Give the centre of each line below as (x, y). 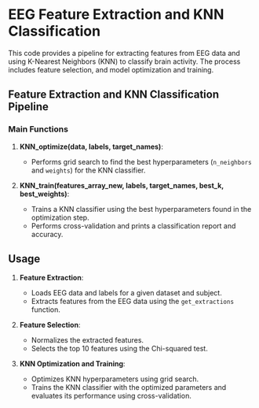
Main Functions (38, 129)
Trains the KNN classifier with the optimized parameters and (129, 388)
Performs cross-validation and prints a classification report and (133, 225)
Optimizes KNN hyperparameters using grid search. (115, 379)
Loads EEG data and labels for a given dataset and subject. (126, 293)
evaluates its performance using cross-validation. (111, 396)
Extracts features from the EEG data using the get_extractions (132, 302)
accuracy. (47, 234)
